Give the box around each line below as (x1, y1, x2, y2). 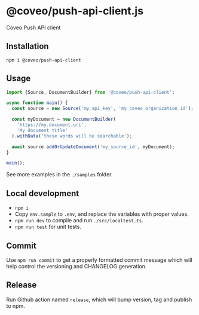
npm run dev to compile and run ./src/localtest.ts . (14, 217, 143, 224)
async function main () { (6, 100, 68, 106)
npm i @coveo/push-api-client (6, 57, 82, 63)
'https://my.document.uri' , (17, 122, 87, 128)
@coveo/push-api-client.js (6, 4, 144, 18)
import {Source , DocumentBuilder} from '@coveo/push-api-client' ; (6, 89, 175, 95)
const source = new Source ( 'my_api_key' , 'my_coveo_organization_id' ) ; (11, 106, 194, 112)
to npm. (6, 302, 25, 309)
